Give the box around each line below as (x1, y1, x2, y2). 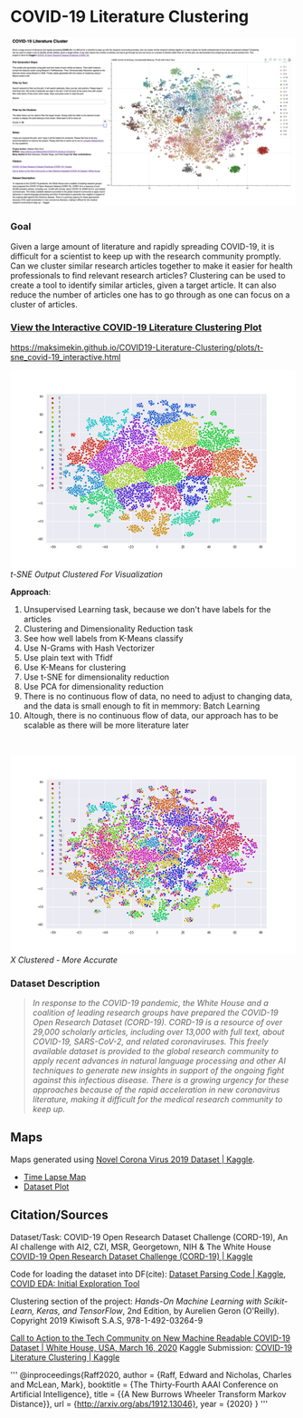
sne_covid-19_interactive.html (10, 351, 121, 362)
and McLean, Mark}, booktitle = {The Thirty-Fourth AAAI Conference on (10, 1379, 279, 1390)
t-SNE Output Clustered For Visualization (10, 569, 164, 580)
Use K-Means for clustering (23, 661, 127, 672)
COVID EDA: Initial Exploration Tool (10, 1277, 140, 1289)
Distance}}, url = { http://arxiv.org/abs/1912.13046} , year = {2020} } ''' (10, 1398, 269, 1409)
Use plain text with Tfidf (23, 651, 113, 663)
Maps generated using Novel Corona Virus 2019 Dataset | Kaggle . (10, 1154, 256, 1165)
